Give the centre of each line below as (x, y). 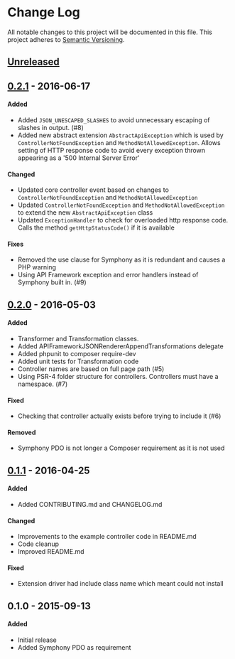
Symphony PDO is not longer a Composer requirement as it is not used (121, 448)
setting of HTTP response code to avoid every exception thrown (111, 150)
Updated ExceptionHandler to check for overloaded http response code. (123, 220)
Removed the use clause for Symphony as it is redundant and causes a (121, 259)
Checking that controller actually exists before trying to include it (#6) (119, 416)
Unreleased (34, 62)
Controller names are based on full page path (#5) (91, 369)
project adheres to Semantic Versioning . (66, 39)
